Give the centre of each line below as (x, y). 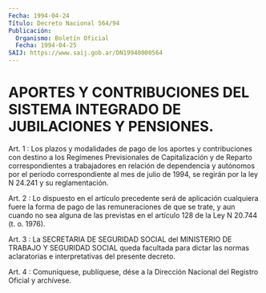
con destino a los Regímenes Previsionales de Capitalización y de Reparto (130, 157)
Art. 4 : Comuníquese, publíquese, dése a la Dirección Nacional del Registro (133, 271)
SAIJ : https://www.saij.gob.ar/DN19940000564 (85, 53)
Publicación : (30, 30)
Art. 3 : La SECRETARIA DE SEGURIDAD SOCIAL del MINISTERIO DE (120, 239)
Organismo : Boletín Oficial (62, 38)
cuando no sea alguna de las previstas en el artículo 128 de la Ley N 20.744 (133, 215)
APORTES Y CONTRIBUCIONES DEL (129, 92)
